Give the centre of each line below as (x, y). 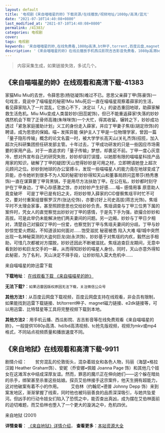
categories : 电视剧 (24, 32)
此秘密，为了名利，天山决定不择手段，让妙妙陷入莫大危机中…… (69, 255)
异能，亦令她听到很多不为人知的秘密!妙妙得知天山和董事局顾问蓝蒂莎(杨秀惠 (82, 175)
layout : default (22, 10)
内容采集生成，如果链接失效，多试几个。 (58, 65)
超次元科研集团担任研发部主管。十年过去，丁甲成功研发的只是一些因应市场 (80, 144)
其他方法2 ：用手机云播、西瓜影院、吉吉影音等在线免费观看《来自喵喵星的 (80, 320)
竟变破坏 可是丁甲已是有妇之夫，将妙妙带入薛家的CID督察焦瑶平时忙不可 (80, 194)
